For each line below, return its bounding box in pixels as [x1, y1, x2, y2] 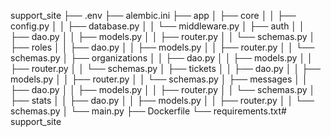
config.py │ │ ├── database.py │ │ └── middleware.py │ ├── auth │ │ [10, 20, 305, 32]
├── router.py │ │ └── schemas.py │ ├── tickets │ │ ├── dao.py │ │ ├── [10, 63, 321, 74]
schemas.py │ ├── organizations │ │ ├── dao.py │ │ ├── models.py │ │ [10, 52, 313, 64]
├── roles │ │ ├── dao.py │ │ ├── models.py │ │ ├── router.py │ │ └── [10, 41, 315, 53]
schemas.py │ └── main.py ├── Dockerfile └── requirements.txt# [10, 105, 287, 117]
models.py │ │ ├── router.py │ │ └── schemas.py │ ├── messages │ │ [10, 73, 308, 85]
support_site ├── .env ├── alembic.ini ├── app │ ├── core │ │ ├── [10, 10, 297, 21]
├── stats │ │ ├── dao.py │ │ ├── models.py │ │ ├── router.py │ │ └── [10, 95, 315, 106]
